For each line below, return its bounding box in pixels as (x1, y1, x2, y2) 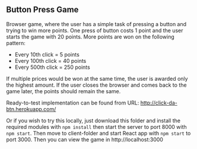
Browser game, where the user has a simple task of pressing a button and (6, 20, 187, 27)
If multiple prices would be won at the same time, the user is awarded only (6, 75, 188, 82)
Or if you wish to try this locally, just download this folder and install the (6, 117, 181, 124)
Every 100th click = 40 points (14, 57, 87, 64)
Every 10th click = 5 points (14, 50, 80, 58)
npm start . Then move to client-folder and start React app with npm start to (6, 129, 191, 137)
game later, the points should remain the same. (6, 87, 121, 94)
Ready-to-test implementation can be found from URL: (6, 99, 139, 106)
